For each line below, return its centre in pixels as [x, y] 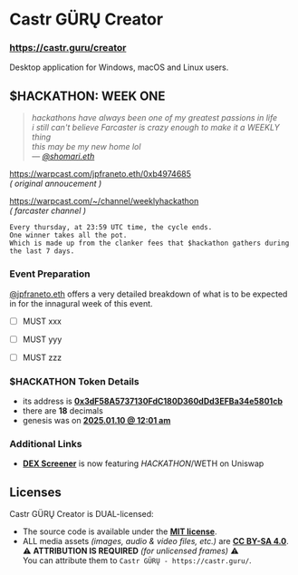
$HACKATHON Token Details [74, 381]
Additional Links [46, 444]
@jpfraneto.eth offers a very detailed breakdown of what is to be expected [149, 294]
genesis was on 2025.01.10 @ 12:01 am [96, 421]
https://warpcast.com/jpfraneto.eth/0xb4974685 [101, 174]
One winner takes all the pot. [68, 236]
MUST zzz [42, 357]
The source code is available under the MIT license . [120, 531]
